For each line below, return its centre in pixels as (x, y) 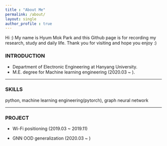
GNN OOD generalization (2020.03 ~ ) (51, 138)
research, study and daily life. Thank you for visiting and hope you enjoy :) (81, 43)
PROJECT (17, 118)
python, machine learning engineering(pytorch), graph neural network (77, 100)
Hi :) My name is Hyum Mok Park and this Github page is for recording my (81, 38)
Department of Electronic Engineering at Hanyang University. (75, 67)
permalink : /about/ (25, 14)
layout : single (21, 19)
